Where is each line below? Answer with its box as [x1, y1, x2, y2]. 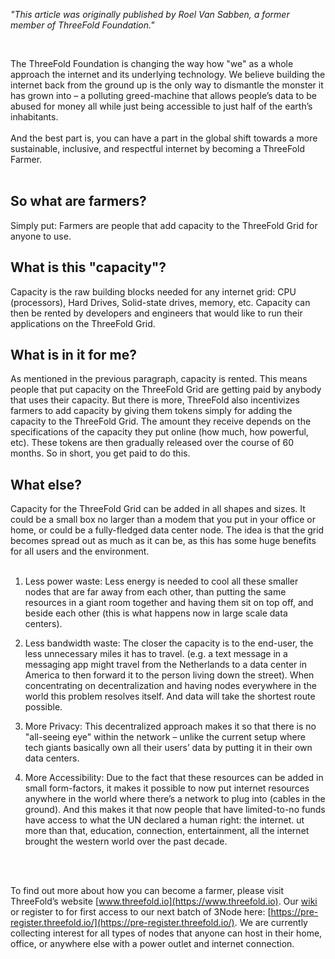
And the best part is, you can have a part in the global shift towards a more [10, 132, 318, 144]
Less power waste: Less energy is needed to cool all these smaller [24, 575, 299, 588]
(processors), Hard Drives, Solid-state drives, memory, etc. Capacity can [10, 296, 311, 308]
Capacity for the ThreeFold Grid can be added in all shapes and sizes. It [10, 503, 306, 515]
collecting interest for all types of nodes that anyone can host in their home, [10, 927, 323, 939]
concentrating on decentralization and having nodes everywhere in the [24, 680, 317, 692]
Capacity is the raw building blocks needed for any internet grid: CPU [10, 285, 297, 298]
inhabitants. [10, 111, 59, 123]
